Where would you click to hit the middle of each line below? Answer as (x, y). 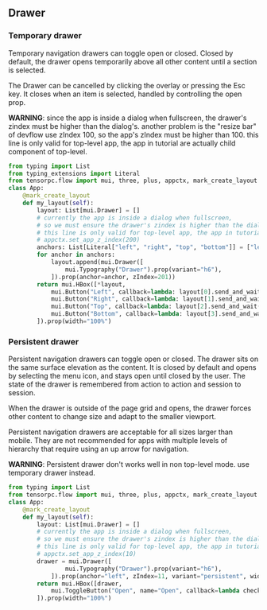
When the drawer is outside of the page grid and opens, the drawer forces (130, 408)
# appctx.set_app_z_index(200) (89, 240)
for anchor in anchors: (76, 255)
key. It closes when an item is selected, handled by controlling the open (125, 94)
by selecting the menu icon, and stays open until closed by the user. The (127, 376)
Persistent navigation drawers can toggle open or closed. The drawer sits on (133, 359)
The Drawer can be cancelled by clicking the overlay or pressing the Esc (127, 85)
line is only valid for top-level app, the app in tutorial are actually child (122, 143)
